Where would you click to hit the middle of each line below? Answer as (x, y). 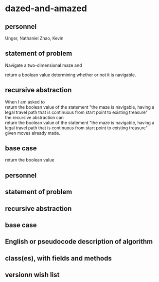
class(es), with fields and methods (58, 258)
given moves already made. (33, 133)
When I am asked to (25, 102)
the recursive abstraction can (35, 117)
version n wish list (32, 275)
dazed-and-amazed (46, 9)
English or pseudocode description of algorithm (79, 242)
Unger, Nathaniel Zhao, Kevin (34, 38)
